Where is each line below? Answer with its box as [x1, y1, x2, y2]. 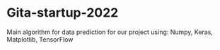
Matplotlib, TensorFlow [6, 35, 74, 43]
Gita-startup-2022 [6, 5, 119, 21]
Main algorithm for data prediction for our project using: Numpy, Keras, [6, 28, 214, 36]
